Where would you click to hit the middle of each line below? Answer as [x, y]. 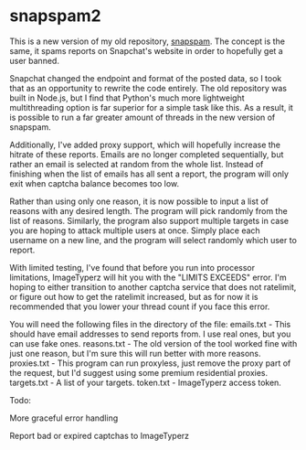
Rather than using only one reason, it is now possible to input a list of [139, 201]
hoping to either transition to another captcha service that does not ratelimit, [153, 287]
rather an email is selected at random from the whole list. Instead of [137, 164]
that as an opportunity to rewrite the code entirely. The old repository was [148, 88]
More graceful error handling [64, 418]
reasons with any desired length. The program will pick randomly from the [148, 210]
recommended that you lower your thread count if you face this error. [140, 306]
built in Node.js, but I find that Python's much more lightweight [127, 98]
